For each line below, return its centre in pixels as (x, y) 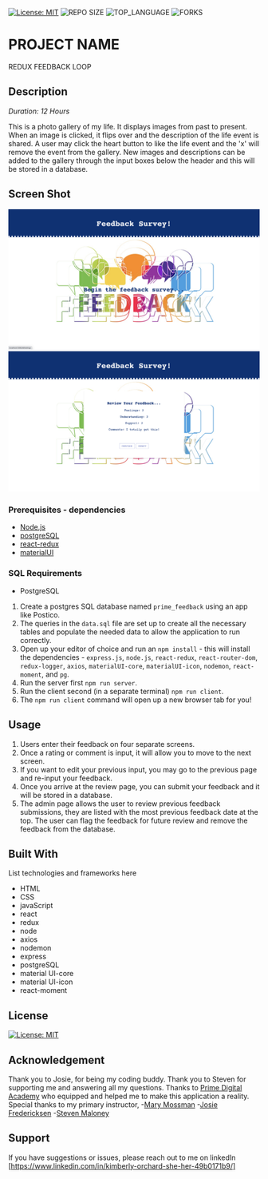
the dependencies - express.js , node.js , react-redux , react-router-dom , (138, 657)
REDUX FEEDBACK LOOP (50, 66)
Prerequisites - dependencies (67, 510)
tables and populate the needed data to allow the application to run (130, 632)
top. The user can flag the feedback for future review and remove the (134, 820)
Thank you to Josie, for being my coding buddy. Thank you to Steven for (127, 1079)
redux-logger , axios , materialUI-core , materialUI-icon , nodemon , (125, 665)
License (28, 1016)
